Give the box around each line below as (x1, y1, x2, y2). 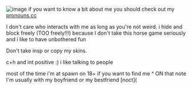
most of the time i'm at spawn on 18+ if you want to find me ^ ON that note (6, 70, 187, 77)
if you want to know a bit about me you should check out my (28, 6, 175, 12)
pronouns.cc (6, 12, 37, 19)
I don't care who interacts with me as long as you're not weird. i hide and (6, 24, 183, 30)
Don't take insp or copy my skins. (6, 47, 87, 54)
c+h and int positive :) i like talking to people (6, 59, 114, 65)
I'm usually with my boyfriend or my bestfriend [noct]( (6, 77, 137, 83)
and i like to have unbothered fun (6, 36, 87, 42)
